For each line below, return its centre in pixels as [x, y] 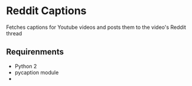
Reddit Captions [46, 11]
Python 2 [26, 66]
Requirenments [35, 52]
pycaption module [37, 72]
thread [14, 33]
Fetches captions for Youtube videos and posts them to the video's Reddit [96, 27]
